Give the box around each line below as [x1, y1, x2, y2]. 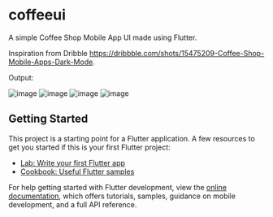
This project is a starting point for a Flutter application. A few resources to [8, 133, 256, 143]
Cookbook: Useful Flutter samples [19, 167, 135, 176]
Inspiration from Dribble [8, 48, 88, 58]
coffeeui [8, 6, 67, 24]
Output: [8, 72, 34, 82]
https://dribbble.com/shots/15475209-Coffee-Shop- [89, 48, 265, 58]
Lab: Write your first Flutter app [19, 158, 126, 167]
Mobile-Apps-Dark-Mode [8, 57, 93, 67]
